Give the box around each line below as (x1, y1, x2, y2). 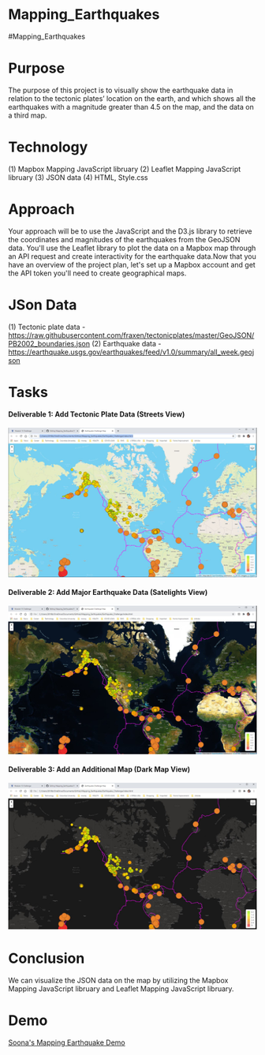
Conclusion (8, 949, 85, 967)
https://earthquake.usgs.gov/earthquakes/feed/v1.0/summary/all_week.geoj (8, 347, 255, 357)
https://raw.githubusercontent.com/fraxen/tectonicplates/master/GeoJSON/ (8, 330, 255, 340)
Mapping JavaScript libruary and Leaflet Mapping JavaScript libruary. (8, 984, 234, 993)
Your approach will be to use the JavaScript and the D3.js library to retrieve (8, 226, 252, 236)
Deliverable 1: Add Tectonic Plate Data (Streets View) (8, 410, 185, 419)
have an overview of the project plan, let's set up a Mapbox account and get (8, 260, 256, 269)
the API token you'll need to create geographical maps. (8, 268, 187, 278)
